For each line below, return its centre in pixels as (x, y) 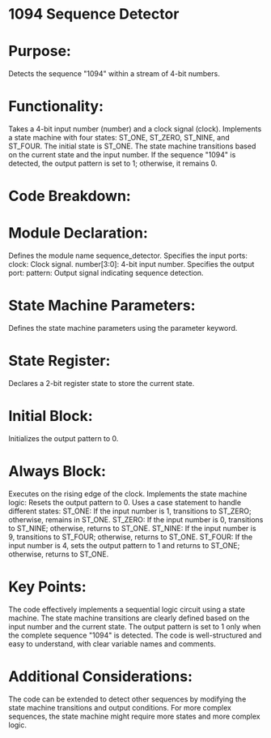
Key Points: (47, 587)
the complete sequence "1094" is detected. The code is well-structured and (135, 635)
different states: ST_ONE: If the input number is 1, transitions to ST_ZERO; (130, 511)
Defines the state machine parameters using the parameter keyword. (123, 328)
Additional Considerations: (100, 677)
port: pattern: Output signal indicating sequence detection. (106, 273)
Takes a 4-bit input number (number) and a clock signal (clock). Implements (135, 129)
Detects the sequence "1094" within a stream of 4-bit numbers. (114, 74)
